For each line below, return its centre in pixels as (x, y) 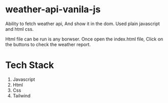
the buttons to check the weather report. (48, 44)
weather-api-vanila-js (53, 9)
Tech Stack (30, 65)
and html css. (19, 29)
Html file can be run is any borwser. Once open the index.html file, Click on (84, 39)
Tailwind (22, 95)
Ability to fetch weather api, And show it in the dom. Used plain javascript (83, 24)
